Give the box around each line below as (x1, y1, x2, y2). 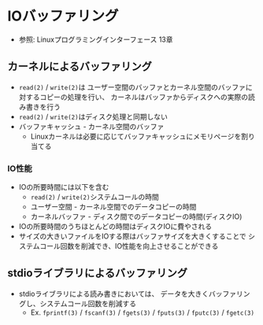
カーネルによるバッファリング (7, 60, 153, 73)
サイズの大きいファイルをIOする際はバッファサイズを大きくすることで (18, 231, 246, 241)
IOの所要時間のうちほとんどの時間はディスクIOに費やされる (18, 222, 213, 231)
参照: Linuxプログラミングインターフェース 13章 (18, 35, 174, 44)
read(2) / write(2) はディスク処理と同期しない (18, 112, 169, 121)
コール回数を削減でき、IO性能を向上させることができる (39, 242, 219, 251)
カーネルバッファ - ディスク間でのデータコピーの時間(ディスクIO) (30, 212, 243, 221)
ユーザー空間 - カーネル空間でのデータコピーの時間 (30, 202, 197, 212)
